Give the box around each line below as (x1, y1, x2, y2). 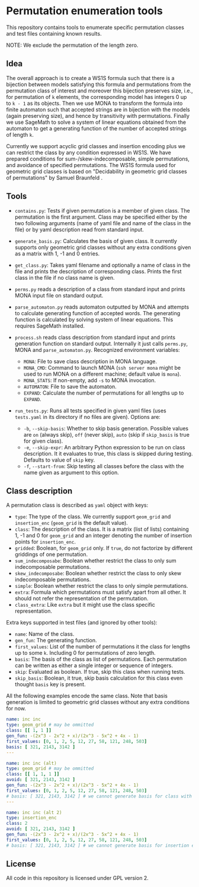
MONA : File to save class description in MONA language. (23, 357, 158, 365)
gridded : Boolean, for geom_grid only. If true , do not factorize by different (14, 545, 193, 552)
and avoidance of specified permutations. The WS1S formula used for (6, 161, 176, 168)
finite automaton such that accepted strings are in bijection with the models (6, 105, 191, 113)
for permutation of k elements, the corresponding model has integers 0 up (6, 93, 187, 100)
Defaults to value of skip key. (23, 456, 95, 463)
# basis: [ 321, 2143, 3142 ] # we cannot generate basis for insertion (6, 843, 190, 848)
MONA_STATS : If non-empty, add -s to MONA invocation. (23, 376, 156, 383)
